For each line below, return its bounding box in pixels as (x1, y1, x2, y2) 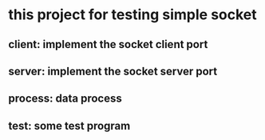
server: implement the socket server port (8, 64, 218, 78)
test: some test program (8, 118, 131, 133)
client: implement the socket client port (8, 38, 208, 51)
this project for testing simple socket (8, 6, 257, 24)
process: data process (8, 92, 122, 106)
